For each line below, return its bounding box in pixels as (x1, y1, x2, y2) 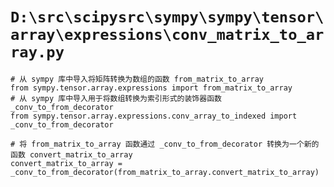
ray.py (10, 43, 65, 62)
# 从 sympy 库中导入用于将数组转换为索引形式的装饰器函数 (10, 93, 222, 103)
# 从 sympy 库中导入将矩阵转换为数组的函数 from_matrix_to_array (10, 74, 265, 84)
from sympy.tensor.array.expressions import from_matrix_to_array (10, 83, 293, 93)
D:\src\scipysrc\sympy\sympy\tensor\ (10, 8, 325, 27)
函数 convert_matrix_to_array (10, 149, 133, 160)
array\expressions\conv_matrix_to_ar (10, 26, 325, 45)
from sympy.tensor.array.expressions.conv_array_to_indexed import (10, 111, 298, 121)
